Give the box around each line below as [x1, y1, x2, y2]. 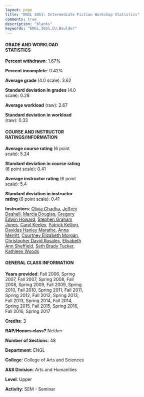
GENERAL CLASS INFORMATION [5, 259, 74, 266]
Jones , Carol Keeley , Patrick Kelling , [5, 221, 79, 227]
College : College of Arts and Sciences [5, 357, 84, 363]
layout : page [5, 7, 32, 13]
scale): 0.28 [5, 92, 30, 98]
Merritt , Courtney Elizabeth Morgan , [5, 232, 79, 238]
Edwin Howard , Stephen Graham [5, 216, 72, 222]
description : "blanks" [5, 21, 52, 27]
